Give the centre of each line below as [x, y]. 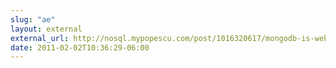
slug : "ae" [33, 19]
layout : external [46, 29]
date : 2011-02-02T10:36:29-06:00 [80, 47]
